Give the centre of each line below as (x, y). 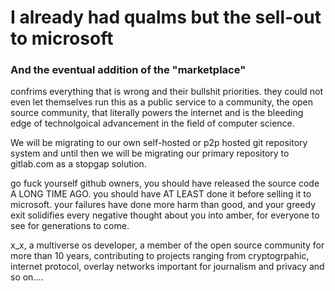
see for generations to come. (70, 226)
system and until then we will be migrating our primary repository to (150, 153)
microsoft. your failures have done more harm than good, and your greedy (163, 205)
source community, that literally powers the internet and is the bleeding (157, 113)
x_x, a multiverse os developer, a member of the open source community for (167, 245)
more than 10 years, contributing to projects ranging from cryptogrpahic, (160, 256)
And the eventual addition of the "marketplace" (128, 70)
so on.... (27, 277)
